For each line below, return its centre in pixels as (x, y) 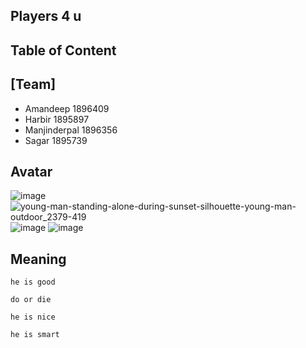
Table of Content (63, 50)
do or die (31, 300)
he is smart (35, 335)
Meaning (38, 259)
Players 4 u (46, 16)
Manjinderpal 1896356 (71, 130)
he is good (33, 282)
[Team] (33, 84)
